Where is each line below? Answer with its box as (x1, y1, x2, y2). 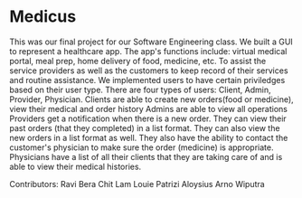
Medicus (9, 6, 77, 27)
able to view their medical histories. (9, 161, 142, 172)
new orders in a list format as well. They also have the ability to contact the (9, 132, 288, 143)
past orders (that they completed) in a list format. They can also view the (9, 122, 280, 133)
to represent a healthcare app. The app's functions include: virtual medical (9, 45, 288, 56)
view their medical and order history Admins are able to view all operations (9, 103, 288, 114)
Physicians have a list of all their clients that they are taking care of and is (9, 151, 283, 162)
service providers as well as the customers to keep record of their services (9, 65, 288, 76)
